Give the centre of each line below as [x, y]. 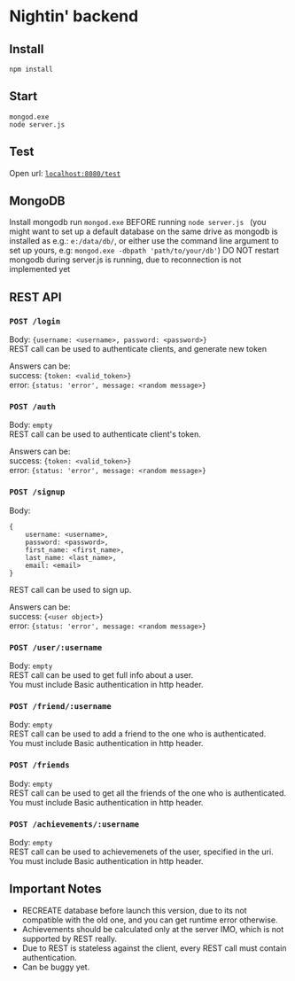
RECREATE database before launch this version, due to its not [134, 910]
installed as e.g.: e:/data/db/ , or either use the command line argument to [144, 241]
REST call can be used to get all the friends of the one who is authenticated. [147, 793]
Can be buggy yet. [56, 967]
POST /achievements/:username [74, 824]
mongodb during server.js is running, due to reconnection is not [125, 260]
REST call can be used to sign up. [70, 589]
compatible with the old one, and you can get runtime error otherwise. [150, 920]
